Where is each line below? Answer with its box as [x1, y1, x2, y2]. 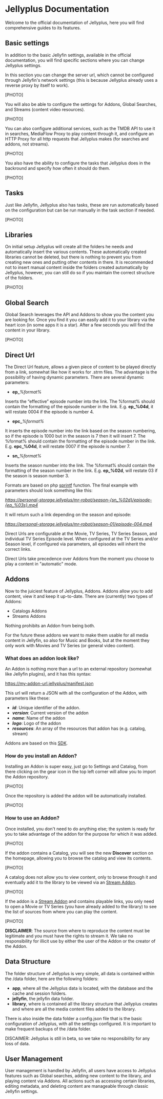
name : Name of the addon [12, 715, 66, 721]
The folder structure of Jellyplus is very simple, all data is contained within [5, 970, 155, 976]
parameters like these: [5, 695, 50, 701]
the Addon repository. [5, 774, 49, 780]
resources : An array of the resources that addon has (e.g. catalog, [12, 725, 146, 731]
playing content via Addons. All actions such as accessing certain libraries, [5, 1078, 156, 1084]
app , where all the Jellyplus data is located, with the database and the [12, 985, 153, 991]
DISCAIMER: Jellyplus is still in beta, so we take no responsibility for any [5, 1035, 150, 1041]
